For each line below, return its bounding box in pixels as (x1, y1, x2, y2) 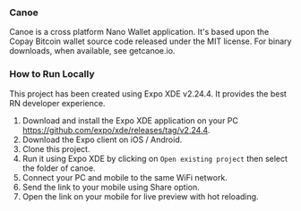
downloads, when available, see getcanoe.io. (9, 46, 176, 56)
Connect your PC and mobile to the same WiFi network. (21, 172, 228, 182)
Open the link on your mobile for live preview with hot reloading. (21, 190, 259, 202)
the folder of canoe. (21, 163, 96, 173)
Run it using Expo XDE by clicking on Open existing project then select (21, 153, 288, 164)
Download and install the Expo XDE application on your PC (21, 114, 239, 126)
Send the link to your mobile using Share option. (21, 181, 200, 192)
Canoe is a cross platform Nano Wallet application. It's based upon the (9, 27, 270, 38)
